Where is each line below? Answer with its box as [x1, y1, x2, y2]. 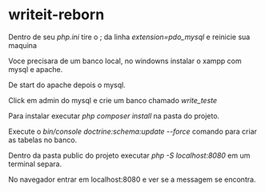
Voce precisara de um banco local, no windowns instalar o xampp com [8, 56, 242, 66]
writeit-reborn [8, 6, 105, 24]
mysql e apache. [8, 64, 63, 74]
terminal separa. [8, 158, 62, 169]
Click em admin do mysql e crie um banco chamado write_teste [8, 95, 218, 105]
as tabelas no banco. [8, 134, 78, 145]
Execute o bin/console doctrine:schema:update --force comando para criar [8, 126, 258, 136]
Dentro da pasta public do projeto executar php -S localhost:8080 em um [8, 150, 251, 160]
